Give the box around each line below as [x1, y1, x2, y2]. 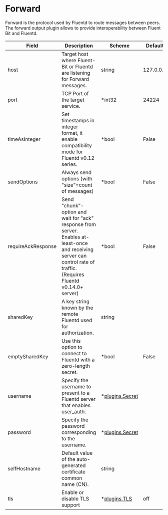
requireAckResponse [7, 242, 57, 249]
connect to [61, 350, 87, 357]
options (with [61, 175, 92, 182]
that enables [61, 402, 91, 409]
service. [61, 102, 80, 109]
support [61, 501, 80, 508]
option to [61, 344, 82, 351]
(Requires [61, 271, 84, 278]
